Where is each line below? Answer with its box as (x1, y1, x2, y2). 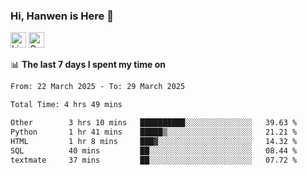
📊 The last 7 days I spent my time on (10, 59, 167, 71)
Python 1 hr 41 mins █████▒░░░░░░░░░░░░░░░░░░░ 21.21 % (10, 127, 298, 137)
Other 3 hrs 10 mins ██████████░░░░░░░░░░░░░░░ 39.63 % (10, 118, 298, 128)
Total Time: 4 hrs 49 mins (10, 100, 123, 110)
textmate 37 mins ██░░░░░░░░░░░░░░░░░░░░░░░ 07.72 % (10, 155, 298, 165)
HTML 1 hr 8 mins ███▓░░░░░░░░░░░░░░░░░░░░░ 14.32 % (10, 136, 298, 146)
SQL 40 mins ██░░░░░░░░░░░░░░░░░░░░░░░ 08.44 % (10, 145, 298, 156)
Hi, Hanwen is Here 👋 (10, 9, 114, 23)
